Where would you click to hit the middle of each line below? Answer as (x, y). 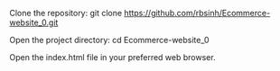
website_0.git (34, 22)
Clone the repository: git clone (66, 13)
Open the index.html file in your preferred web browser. (112, 57)
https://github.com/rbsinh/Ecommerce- (197, 13)
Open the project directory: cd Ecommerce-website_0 (109, 40)
